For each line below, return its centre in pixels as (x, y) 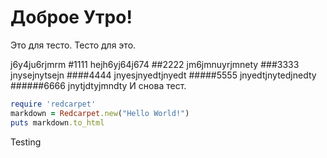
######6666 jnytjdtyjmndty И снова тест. (98, 85)
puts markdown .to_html (57, 122)
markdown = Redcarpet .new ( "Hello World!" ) (100, 113)
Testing (26, 142)
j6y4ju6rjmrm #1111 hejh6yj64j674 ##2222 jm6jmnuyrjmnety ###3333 (155, 64)
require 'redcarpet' (53, 104)
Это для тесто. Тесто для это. (73, 45)
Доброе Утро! (71, 17)
